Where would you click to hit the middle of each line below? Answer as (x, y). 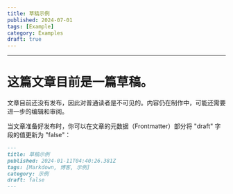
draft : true (24, 39)
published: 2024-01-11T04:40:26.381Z (62, 161)
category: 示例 (28, 174)
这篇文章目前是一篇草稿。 (80, 82)
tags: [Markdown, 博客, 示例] (49, 167)
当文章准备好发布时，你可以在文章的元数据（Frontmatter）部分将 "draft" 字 (114, 126)
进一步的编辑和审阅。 (37, 112)
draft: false (26, 180)
